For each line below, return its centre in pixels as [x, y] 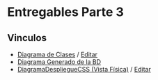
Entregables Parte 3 [65, 12]
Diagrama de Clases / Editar [57, 54]
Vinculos [27, 38]
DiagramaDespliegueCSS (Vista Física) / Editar [84, 69]
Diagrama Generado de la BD [59, 62]
